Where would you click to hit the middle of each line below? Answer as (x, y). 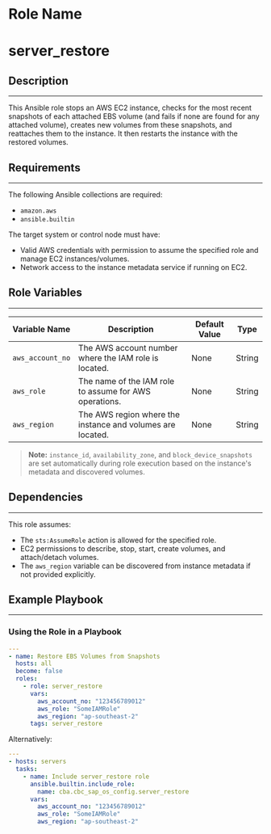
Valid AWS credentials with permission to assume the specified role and (139, 250)
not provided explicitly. (58, 574)
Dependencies (46, 497)
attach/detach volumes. (59, 557)
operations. (100, 401)
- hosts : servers (38, 762)
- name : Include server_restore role (86, 777)
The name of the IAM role (126, 381)
